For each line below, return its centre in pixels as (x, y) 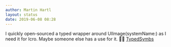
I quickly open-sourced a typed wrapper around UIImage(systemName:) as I (86, 34)
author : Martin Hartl (28, 10)
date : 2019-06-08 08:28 (31, 19)
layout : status (22, 15)
